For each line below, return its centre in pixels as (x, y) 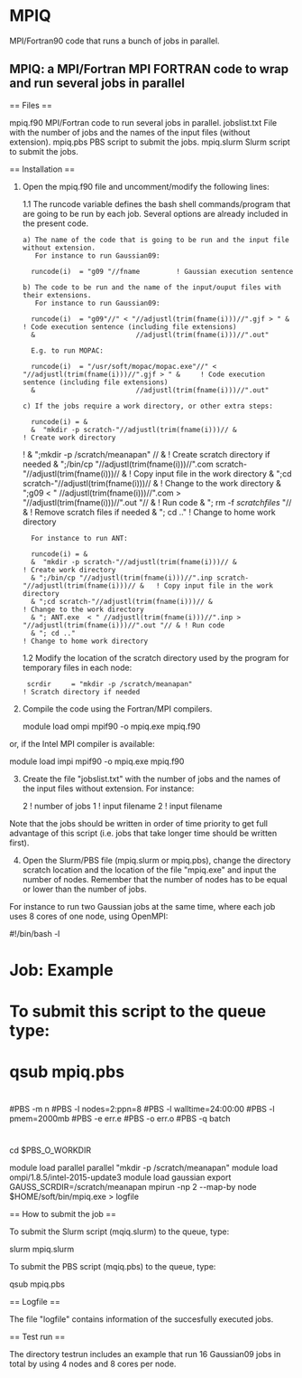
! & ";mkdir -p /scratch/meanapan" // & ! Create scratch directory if (146, 454)
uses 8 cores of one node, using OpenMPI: (89, 916)
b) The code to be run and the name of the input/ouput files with (151, 287)
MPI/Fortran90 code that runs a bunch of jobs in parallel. (114, 41)
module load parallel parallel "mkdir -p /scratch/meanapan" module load (144, 1167)
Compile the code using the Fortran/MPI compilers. (117, 708)
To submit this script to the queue (138, 1011)
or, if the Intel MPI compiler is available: (82, 743)
